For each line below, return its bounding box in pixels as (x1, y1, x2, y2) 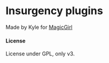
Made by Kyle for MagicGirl (5, 24, 73, 31)
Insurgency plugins (5, 4, 104, 18)
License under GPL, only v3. (5, 50, 75, 57)
